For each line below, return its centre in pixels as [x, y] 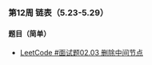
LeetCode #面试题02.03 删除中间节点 [82, 53]
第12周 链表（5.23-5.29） [58, 12]
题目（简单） [29, 33]
